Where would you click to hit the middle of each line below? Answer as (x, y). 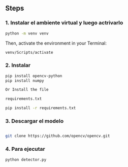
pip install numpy (25, 81)
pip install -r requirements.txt (41, 108)
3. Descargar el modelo (35, 121)
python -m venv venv (27, 33)
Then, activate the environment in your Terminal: (56, 43)
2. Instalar (18, 65)
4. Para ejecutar (25, 149)
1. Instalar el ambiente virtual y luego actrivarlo (64, 23)
